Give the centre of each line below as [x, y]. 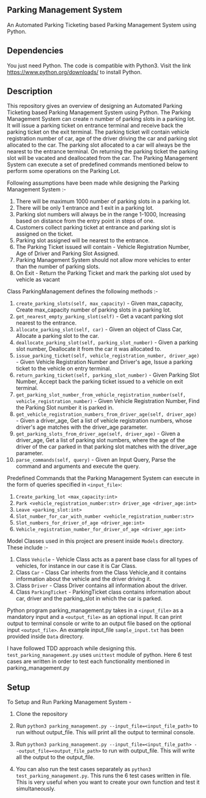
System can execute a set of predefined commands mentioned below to [98, 164]
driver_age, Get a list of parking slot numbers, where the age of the [100, 440]
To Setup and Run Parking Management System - [69, 702]
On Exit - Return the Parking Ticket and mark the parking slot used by [103, 273]
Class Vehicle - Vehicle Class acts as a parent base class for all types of [107, 559]
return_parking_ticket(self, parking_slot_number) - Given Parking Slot [108, 375]
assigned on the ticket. [45, 234]
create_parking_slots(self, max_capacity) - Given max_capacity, [99, 304]
